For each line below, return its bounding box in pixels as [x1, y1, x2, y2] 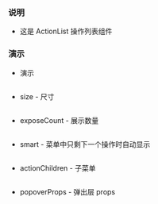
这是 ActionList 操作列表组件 [19, 26, 113, 37]
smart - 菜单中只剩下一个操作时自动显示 [19, 139, 151, 148]
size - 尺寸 [19, 91, 55, 101]
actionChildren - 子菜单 [19, 163, 96, 172]
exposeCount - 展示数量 [19, 115, 99, 125]
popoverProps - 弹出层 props [19, 187, 116, 196]
